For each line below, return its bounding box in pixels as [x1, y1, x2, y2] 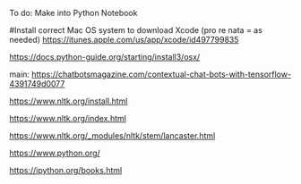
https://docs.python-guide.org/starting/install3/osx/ [9, 52, 201, 62]
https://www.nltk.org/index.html [9, 113, 127, 123]
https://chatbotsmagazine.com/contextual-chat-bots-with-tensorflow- [30, 69, 292, 79]
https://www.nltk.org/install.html [9, 96, 128, 106]
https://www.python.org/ [9, 147, 100, 158]
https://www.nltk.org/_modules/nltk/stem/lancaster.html [9, 130, 216, 141]
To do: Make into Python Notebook [9, 8, 138, 18]
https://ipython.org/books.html [9, 165, 123, 175]
